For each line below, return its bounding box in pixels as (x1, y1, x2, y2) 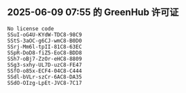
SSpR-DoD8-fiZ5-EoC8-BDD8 (7, 49, 82, 56)
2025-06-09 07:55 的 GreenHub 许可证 (7, 6, 179, 19)
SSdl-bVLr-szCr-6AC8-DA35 (7, 73, 82, 81)
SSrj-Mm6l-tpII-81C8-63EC (7, 43, 82, 50)
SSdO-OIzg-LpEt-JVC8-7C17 (7, 79, 82, 86)
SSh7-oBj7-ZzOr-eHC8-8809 (7, 55, 82, 62)
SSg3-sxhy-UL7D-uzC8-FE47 (7, 61, 82, 68)
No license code (7, 25, 54, 32)
